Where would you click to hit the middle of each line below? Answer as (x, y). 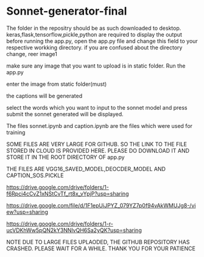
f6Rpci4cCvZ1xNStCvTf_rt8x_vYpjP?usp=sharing (68, 194)
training (16, 132)
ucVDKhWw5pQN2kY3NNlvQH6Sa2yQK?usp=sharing (74, 230)
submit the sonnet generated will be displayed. (65, 114)
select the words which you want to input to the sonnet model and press (97, 107)
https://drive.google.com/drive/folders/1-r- (60, 224)
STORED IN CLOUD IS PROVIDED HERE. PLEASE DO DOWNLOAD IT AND (98, 150)
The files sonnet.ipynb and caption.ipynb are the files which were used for (100, 125)
